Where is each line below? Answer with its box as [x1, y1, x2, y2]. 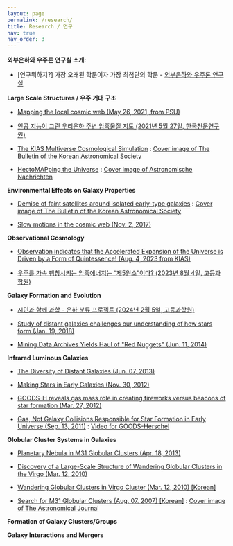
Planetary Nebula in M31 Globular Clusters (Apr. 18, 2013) [17, 449, 182, 457]
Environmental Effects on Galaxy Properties [7, 186, 136, 195]
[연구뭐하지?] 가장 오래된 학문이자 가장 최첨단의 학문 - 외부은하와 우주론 [17, 71, 212, 79]
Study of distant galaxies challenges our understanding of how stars [17, 319, 213, 328]
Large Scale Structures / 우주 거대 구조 [7, 94, 116, 103]
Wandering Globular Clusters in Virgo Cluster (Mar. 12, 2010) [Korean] [17, 483, 216, 492]
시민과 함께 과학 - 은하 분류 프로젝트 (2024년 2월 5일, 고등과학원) [17, 306, 195, 314]
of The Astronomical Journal [17, 504, 99, 513]
